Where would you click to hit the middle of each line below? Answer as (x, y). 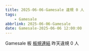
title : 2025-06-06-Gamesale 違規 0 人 (45, 10)
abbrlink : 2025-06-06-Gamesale (38, 24)
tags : (11, 14)
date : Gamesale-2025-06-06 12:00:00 (43, 28)
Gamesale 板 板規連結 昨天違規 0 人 (42, 43)
